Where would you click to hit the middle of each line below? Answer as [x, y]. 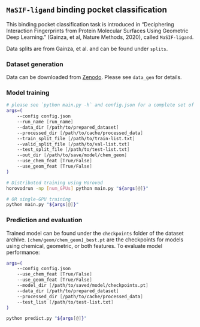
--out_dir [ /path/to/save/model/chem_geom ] [72, 155]
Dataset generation [35, 64]
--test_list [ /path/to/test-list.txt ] [65, 302]
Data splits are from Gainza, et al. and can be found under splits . [87, 49]
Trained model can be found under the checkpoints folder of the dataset [95, 233]
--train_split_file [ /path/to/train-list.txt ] [76, 138]
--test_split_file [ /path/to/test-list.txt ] [73, 150]
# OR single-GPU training [38, 199]
